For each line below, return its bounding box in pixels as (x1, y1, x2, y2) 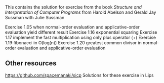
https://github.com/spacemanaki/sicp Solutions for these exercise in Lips (5, 72, 154, 78)
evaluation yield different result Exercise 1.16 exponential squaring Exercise (5, 29, 158, 35)
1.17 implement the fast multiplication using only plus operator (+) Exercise (5, 34, 156, 40)
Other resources (5, 59, 57, 68)
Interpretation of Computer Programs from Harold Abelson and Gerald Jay (5, 9, 157, 15)
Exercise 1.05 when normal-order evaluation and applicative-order (5, 24, 140, 30)
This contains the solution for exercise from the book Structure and (5, 4, 142, 10)
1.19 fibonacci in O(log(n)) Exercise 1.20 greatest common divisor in (5, 40, 142, 46)
